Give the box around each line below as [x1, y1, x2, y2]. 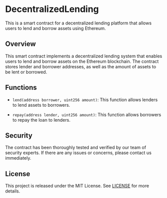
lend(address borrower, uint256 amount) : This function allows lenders [12, 96, 158, 103]
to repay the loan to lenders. [12, 117, 71, 123]
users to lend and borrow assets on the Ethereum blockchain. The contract [5, 58, 159, 64]
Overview [5, 40, 36, 48]
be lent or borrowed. [5, 69, 47, 75]
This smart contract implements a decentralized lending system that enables [5, 53, 163, 59]
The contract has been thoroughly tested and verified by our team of [5, 145, 146, 151]
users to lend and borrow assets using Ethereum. [5, 25, 106, 31]
